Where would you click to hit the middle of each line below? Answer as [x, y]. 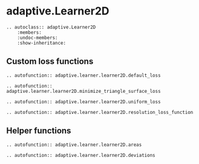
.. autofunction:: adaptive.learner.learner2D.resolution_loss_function [100, 112]
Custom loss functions [50, 61]
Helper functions [39, 131]
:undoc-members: [38, 37]
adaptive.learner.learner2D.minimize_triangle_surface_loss [84, 91]
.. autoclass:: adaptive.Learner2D [51, 27]
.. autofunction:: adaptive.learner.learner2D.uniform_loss [84, 102]
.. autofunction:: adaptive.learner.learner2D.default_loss [84, 75]
